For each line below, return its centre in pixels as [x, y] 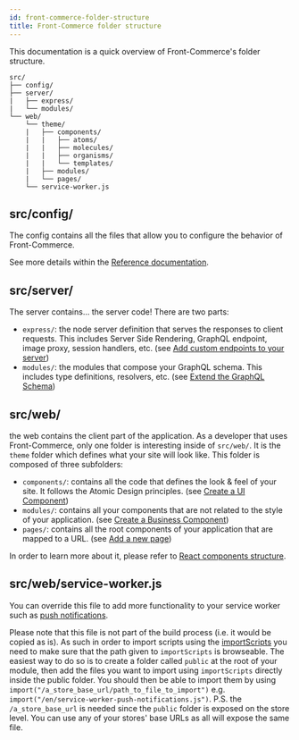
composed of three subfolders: [66, 464]
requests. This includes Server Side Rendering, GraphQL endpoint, [145, 339]
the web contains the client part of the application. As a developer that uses [149, 435]
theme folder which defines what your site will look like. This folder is [135, 454]
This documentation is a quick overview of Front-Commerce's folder [135, 51]
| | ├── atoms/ [62, 139]
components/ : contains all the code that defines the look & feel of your [149, 481]
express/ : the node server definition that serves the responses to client [153, 329]
